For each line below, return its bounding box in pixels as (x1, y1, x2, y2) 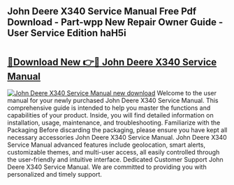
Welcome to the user (156, 89, 217, 97)
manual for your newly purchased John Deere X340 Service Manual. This (7, 97, 219, 104)
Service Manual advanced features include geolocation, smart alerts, (7, 140, 206, 149)
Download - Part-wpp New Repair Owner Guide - (7, 17, 224, 29)
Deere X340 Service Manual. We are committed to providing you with (7, 163, 207, 171)
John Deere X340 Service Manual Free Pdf (7, 6, 197, 17)
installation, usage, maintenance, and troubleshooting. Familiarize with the (7, 118, 221, 127)
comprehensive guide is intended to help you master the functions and (7, 104, 211, 112)
